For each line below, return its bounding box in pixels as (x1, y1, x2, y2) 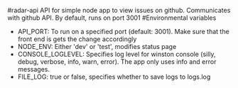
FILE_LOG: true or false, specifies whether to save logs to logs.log (17, 72, 211, 81)
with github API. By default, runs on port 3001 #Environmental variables (7, 13, 217, 22)
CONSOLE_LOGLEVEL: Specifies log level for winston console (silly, (17, 50, 216, 58)
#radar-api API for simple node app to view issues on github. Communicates (7, 6, 231, 14)
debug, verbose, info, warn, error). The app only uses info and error (17, 57, 217, 66)
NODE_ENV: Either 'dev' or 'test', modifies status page (17, 43, 177, 50)
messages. (17, 65, 50, 73)
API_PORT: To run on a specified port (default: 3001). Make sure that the (17, 28, 229, 35)
